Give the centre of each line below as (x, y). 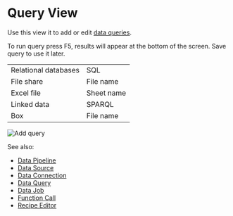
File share (27, 81)
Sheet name (106, 93)
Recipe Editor (37, 205)
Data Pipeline (37, 160)
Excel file (26, 93)
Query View (43, 13)
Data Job (31, 190)
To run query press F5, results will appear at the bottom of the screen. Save (117, 46)
